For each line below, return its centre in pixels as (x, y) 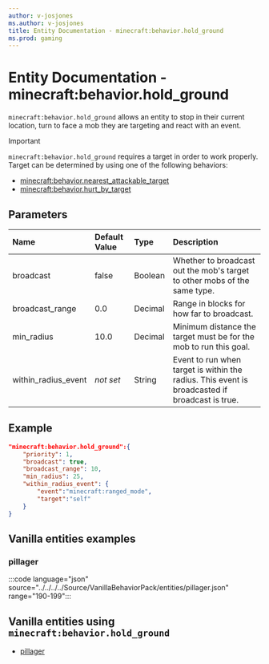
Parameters (38, 215)
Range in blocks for (209, 304)
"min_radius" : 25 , (53, 477)
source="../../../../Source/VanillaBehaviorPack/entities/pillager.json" (119, 588)
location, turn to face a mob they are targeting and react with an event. (125, 126)
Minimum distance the (214, 327)
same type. (193, 291)
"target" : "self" (64, 499)
